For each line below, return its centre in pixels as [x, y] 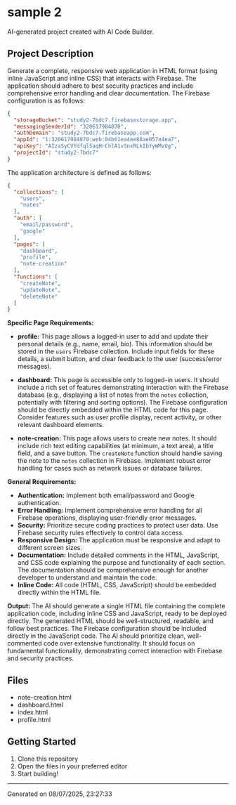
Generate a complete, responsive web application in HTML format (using [112, 70]
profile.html [34, 720]
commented [25, 643]
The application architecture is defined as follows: [80, 172]
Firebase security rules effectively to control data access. [100, 533]
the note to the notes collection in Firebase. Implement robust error [114, 461]
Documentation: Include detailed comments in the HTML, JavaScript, [118, 555]
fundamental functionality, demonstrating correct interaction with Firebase [115, 651]
